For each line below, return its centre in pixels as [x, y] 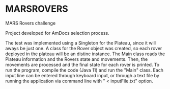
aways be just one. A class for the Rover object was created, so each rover [84, 48]
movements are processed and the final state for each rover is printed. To [82, 64]
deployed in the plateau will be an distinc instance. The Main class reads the [85, 54]
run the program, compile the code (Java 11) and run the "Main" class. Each [84, 70]
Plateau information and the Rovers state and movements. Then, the [77, 59]
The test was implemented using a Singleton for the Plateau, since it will [81, 43]
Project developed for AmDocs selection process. [57, 33]
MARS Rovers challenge [31, 23]
